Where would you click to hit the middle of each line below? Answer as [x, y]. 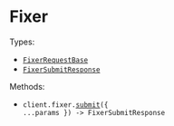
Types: [22, 42]
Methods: [27, 86]
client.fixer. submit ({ [65, 105]
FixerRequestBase [55, 60]
